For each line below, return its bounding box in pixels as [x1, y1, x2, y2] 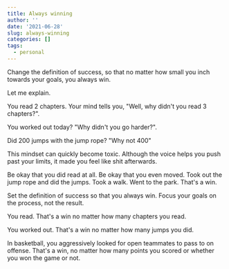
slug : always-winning [7, 29, 70, 37]
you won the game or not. [7, 254, 81, 262]
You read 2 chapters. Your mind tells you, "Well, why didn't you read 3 [7, 102, 207, 110]
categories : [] [7, 36, 51, 43]
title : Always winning [7, 10, 73, 17]
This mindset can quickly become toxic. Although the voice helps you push [7, 150, 221, 158]
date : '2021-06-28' [7, 23, 64, 30]
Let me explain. [7, 88, 51, 97]
